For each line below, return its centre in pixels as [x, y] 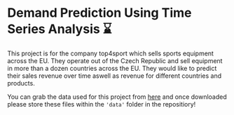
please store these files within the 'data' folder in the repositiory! [102, 104]
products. [21, 83]
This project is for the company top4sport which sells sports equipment [110, 53]
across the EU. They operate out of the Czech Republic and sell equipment [115, 60]
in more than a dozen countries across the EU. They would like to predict [112, 68]
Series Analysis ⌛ [60, 29]
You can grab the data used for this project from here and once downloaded [117, 97]
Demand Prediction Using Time [99, 13]
